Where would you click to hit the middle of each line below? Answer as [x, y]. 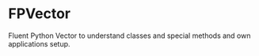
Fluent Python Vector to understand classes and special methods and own [129, 35]
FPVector [40, 14]
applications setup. [39, 43]
